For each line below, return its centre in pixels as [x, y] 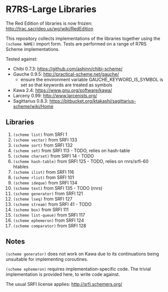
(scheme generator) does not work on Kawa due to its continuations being [82, 254]
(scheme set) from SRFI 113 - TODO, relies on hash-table [71, 151]
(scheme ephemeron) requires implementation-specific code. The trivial [78, 269]
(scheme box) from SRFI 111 [41, 209]
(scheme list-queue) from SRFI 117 [49, 215]
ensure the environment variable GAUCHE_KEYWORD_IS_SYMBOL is [92, 79]
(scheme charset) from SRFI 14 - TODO [54, 156]
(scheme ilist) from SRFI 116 [44, 172]
